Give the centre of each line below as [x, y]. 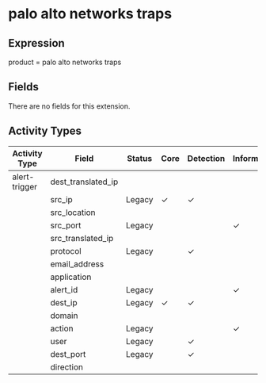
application [71, 277]
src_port [66, 225]
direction [67, 367]
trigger [25, 186]
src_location [73, 213]
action [62, 328]
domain [64, 316]
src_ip [61, 199]
